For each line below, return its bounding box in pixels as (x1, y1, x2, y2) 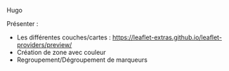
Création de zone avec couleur (16, 49, 106, 56)
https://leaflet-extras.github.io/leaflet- (112, 33, 223, 41)
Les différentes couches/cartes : (16, 33, 112, 41)
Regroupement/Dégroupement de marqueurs (16, 56, 148, 64)
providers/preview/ (16, 41, 72, 49)
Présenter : (6, 20, 39, 27)
